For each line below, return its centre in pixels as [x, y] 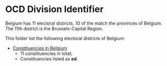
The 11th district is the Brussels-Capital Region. [54, 28]
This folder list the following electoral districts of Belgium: [65, 38]
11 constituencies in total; [46, 53]
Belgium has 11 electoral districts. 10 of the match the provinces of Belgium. [84, 23]
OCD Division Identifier [54, 9]
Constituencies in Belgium [40, 48]
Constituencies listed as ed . [49, 58]
